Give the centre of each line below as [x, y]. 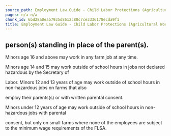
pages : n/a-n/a [21, 15]
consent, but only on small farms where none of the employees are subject [84, 123]
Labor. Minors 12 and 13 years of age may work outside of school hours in [83, 83]
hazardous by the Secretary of [37, 72]
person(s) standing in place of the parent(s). [77, 45]
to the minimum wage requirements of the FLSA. [56, 128]
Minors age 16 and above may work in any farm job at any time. [72, 57]
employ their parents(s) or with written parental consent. [64, 98]
